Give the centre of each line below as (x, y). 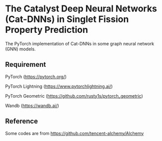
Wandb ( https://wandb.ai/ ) (32, 106)
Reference (22, 121)
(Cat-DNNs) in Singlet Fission (67, 19)
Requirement (26, 65)
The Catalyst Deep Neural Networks (81, 9)
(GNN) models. (20, 49)
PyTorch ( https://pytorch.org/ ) (36, 76)
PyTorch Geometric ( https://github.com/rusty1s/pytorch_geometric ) (74, 96)
